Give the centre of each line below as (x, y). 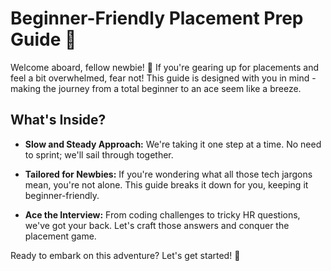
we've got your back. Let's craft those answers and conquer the (157, 225)
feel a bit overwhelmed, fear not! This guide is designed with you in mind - (163, 78)
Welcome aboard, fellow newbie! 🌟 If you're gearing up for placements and (165, 67)
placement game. (60, 236)
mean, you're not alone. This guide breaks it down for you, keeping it (166, 184)
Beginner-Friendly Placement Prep (157, 18)
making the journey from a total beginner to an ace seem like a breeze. (156, 88)
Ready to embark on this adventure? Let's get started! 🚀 (125, 255)
